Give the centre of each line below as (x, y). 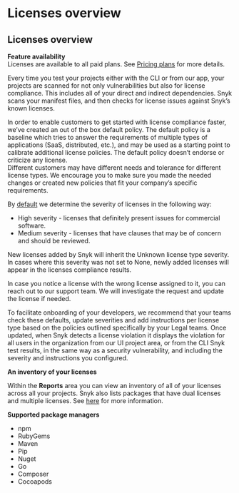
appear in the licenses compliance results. (70, 270)
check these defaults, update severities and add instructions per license (113, 320)
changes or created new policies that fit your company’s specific (102, 183)
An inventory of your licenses (52, 372)
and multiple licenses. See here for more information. (86, 401)
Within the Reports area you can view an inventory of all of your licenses (115, 386)
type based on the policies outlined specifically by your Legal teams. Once (117, 327)
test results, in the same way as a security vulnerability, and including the (115, 350)
